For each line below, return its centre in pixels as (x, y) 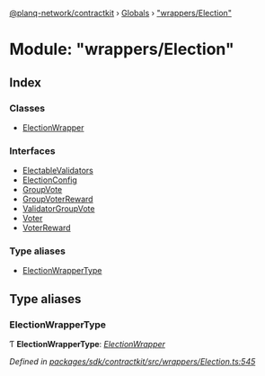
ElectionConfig (50, 180)
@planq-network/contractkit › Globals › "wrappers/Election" (120, 13)
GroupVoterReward (57, 199)
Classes (27, 108)
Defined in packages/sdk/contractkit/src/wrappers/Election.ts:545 (132, 362)
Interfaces (32, 150)
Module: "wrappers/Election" (122, 49)
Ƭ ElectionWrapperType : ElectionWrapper (88, 345)
